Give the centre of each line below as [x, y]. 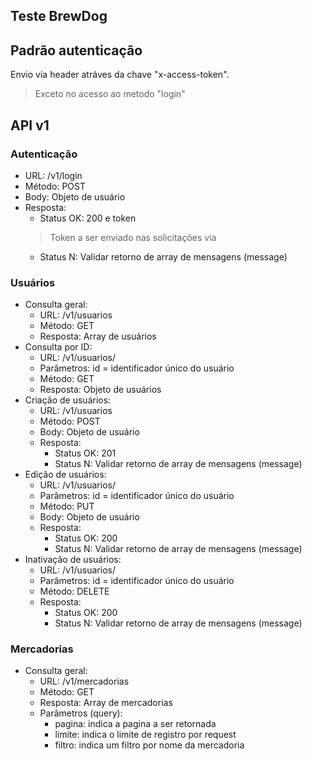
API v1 [30, 125]
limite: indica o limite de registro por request [145, 735]
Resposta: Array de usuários [98, 336]
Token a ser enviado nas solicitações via [133, 237]
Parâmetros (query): [81, 713]
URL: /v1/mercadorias [84, 681]
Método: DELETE [74, 591]
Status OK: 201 [85, 453]
